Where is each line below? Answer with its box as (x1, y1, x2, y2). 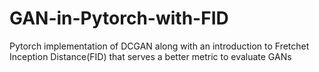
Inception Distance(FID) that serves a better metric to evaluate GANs (9, 50, 292, 62)
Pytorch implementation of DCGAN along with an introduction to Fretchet (9, 40, 310, 52)
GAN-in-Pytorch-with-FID (9, 7, 229, 30)
